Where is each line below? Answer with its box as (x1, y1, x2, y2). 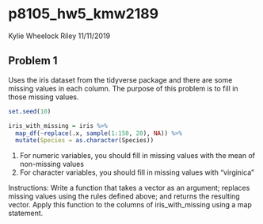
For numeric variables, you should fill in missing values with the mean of (19, 151, 256, 160)
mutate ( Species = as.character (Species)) (15, 137, 154, 145)
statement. (8, 208, 44, 218)
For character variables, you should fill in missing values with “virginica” (19, 168, 255, 177)
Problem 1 (8, 54, 58, 68)
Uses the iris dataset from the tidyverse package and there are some (8, 75, 233, 84)
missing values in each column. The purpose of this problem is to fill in (8, 83, 239, 93)
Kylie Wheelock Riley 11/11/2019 (8, 31, 111, 41)
